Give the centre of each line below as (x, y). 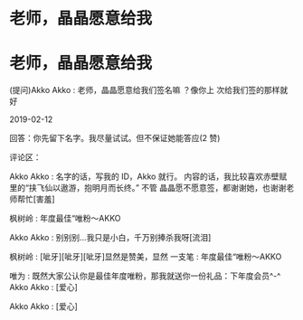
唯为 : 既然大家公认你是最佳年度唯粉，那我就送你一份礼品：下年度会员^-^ (145, 276)
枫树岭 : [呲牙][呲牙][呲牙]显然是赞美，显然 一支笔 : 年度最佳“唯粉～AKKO (146, 257)
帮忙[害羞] (36, 199)
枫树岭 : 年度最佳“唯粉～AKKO (65, 219)
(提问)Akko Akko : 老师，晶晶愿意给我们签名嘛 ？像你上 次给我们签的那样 (145, 90)
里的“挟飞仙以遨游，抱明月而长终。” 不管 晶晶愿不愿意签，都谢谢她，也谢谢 (148, 188)
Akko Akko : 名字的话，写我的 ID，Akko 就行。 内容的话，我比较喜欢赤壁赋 (148, 176)
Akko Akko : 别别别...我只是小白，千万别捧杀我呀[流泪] (110, 238)
